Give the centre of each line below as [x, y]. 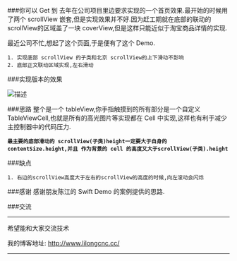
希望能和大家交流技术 [38, 228]
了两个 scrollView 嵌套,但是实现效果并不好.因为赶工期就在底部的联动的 [109, 19]
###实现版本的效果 [35, 79]
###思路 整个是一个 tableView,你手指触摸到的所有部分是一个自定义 [104, 109]
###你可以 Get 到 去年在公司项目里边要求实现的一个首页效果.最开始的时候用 [117, 10]
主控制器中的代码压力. [39, 127]
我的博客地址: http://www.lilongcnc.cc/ [63, 243]
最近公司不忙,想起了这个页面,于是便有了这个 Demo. [81, 43]
